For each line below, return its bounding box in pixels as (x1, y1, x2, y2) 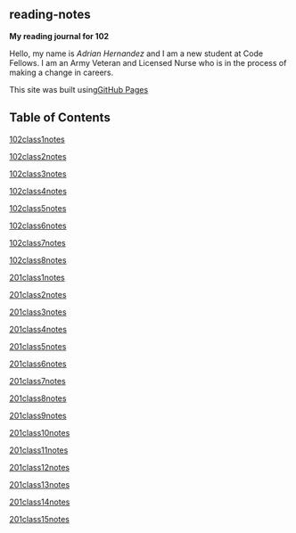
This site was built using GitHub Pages (9, 84, 149, 94)
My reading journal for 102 (9, 30, 110, 41)
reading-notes (9, 7, 91, 22)
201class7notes (9, 375, 66, 386)
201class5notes (9, 340, 67, 351)
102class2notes (9, 151, 67, 161)
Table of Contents (9, 111, 111, 126)
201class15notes (9, 513, 70, 524)
